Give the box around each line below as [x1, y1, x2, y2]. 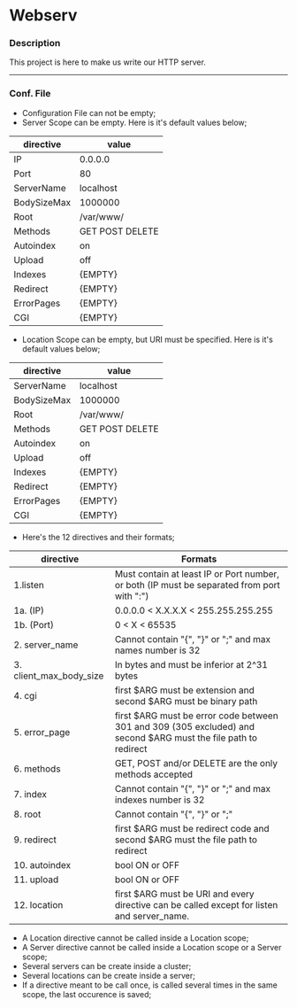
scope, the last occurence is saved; [21, 989, 152, 999]
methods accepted [114, 768, 193, 780]
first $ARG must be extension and [114, 684, 255, 696]
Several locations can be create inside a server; [21, 970, 196, 981]
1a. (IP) [13, 604, 44, 616]
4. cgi [13, 689, 37, 702]
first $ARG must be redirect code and [114, 822, 270, 834]
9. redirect [13, 834, 57, 846]
